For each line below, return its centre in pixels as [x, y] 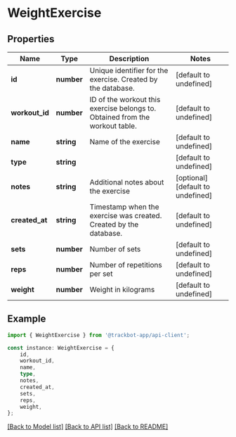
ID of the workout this [125, 100]
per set [101, 274]
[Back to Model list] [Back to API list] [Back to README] [88, 426]
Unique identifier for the [129, 70]
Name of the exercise [125, 142]
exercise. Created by [124, 79]
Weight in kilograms [122, 290]
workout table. [113, 126]
